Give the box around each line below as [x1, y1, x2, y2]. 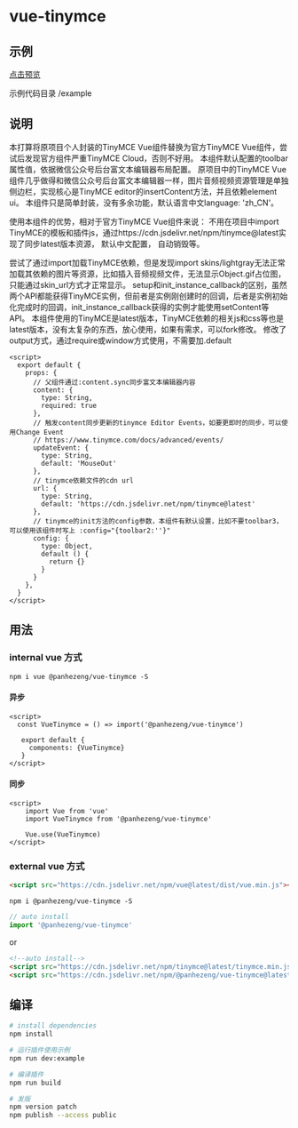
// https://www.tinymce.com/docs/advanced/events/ [32, 436, 224, 444]
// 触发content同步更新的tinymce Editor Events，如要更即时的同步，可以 [32, 418, 282, 428]
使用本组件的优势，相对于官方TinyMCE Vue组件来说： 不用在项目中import [9, 216, 279, 227]
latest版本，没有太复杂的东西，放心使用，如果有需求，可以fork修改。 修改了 [9, 324, 287, 334]
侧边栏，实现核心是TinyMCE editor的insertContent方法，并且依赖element [9, 186, 278, 196]
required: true [41, 401, 98, 410]
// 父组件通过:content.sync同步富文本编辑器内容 [32, 378, 196, 387]
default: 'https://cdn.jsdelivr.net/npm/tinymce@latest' [41, 500, 255, 508]
